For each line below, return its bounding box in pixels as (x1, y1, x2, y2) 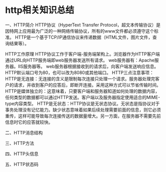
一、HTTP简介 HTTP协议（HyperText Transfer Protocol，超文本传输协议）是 (5, 22, 161, 28)
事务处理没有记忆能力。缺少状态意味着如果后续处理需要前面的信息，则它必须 (5, 107, 161, 113)
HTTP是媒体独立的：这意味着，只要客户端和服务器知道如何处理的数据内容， (5, 88, 160, 94)
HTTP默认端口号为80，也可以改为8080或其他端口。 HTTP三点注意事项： (5, 69, 154, 75)
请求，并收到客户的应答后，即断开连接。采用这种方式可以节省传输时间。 (13, 82, 161, 88)
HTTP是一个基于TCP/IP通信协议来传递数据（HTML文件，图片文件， (14, 34, 153, 40)
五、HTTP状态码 (5, 161, 39, 167)
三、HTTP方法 (5, 140, 35, 146)
